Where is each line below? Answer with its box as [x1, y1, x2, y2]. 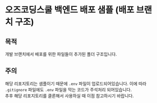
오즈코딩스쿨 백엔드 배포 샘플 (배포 [5, 4, 135, 16]
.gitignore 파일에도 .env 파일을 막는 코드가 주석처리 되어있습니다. [5, 86, 132, 92]
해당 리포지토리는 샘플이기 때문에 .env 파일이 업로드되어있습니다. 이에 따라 [5, 81, 147, 86]
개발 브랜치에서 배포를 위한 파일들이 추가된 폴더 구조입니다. [5, 51, 117, 57]
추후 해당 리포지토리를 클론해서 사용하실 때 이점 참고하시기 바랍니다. [5, 93, 134, 99]
